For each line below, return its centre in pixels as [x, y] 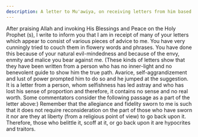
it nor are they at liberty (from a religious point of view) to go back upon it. [96, 116]
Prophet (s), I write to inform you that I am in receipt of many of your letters [98, 35]
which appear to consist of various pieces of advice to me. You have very [95, 41]
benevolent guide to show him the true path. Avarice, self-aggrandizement [97, 72]
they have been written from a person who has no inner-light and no [89, 66]
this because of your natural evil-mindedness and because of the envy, [93, 53]
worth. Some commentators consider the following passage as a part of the [98, 97]
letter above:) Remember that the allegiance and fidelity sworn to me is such [99, 103]
